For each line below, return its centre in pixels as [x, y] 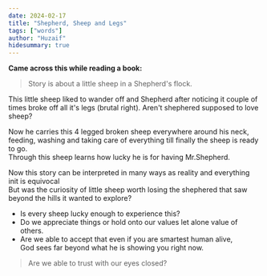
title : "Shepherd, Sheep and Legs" [68, 23]
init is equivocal [34, 182]
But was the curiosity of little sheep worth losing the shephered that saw [128, 190]
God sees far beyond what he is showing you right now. [112, 248]
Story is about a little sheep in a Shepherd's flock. [110, 84]
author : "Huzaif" [37, 38]
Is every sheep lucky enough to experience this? [100, 214]
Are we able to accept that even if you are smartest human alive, [126, 239]
